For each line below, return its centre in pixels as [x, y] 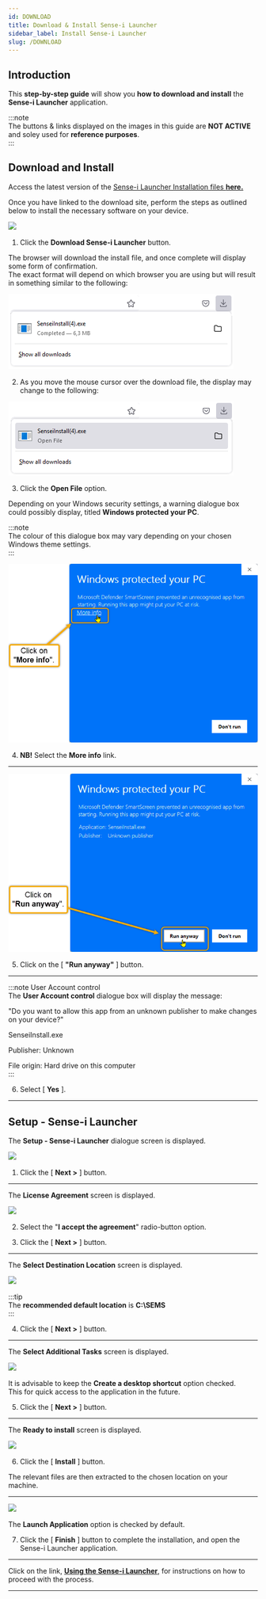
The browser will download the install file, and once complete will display [127, 257]
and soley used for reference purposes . [74, 135]
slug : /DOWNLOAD [35, 42]
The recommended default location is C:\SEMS [87, 1305]
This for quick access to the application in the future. [94, 1392]
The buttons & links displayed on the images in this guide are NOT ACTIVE [129, 126]
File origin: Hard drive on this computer [72, 1066]
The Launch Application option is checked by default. [97, 1524]
